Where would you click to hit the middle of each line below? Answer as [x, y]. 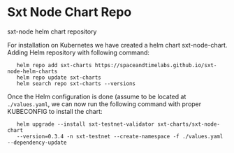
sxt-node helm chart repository [52, 31]
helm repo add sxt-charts [54, 65]
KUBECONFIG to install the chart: [55, 111]
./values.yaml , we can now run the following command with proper [104, 104]
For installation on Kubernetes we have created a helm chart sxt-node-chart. [117, 45]
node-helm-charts [32, 71]
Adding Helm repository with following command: [79, 52]
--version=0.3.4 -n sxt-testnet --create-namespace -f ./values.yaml [120, 136]
